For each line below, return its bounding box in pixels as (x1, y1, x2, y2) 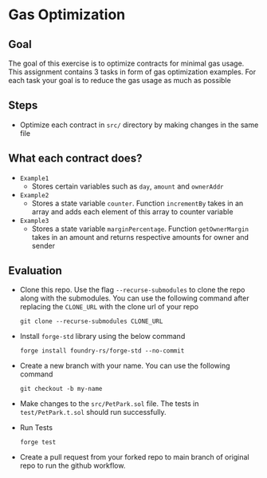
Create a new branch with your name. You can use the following (19, 361, 230, 371)
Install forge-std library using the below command (19, 332, 186, 341)
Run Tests (19, 423, 53, 432)
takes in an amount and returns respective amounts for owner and (31, 232, 249, 241)
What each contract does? (8, 152, 143, 165)
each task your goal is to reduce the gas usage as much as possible (8, 76, 231, 85)
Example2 (19, 191, 49, 199)
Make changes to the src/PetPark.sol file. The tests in (19, 399, 199, 408)
